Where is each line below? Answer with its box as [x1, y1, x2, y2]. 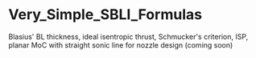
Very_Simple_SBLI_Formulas [8, 6, 203, 24]
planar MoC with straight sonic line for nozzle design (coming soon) [8, 40, 233, 49]
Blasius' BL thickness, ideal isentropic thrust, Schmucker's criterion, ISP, [8, 32, 249, 41]
